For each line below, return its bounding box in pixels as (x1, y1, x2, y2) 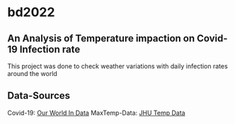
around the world (7, 70, 58, 77)
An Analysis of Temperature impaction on (7, 32, 195, 44)
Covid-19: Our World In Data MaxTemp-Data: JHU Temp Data (7, 108, 185, 117)
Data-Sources (7, 89, 71, 102)
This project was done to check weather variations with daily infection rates (7, 62, 228, 70)
